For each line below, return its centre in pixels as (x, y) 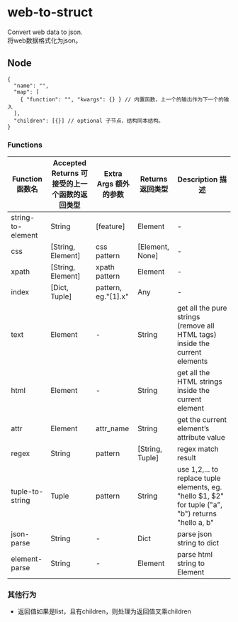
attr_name (112, 428)
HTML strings (199, 382)
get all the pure (202, 308)
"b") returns (197, 513)
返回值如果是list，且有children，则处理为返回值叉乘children (104, 611)
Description (198, 179)
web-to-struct (50, 12)
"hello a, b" (195, 523)
